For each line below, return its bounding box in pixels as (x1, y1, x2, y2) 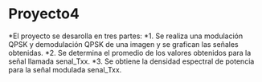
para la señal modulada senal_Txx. (8, 64, 122, 74)
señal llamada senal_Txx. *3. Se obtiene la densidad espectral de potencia (8, 57, 255, 66)
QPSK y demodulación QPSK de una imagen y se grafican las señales (8, 39, 239, 49)
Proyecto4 (8, 5, 80, 23)
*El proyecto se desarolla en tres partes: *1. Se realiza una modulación (8, 31, 244, 41)
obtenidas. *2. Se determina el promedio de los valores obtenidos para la (8, 48, 252, 57)
